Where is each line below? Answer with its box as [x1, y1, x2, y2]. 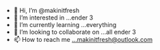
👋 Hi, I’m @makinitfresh [13, 7, 80, 14]
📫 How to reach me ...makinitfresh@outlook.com [13, 36, 152, 43]
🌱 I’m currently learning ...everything [13, 21, 117, 28]
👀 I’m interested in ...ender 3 [13, 14, 94, 22]
